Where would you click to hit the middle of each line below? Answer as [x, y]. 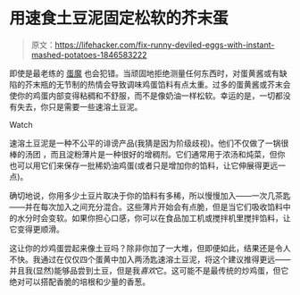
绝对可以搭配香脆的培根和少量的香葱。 [79, 282]
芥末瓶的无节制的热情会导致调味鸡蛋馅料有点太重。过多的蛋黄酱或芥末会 [158, 84]
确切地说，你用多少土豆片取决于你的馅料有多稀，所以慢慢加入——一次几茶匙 [150, 195]
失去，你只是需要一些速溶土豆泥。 [79, 106]
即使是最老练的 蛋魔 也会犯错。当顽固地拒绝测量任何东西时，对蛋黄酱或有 [144, 73]
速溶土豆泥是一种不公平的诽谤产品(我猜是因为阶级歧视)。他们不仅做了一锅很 [149, 143]
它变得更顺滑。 [37, 229]
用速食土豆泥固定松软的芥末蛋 [119, 18]
